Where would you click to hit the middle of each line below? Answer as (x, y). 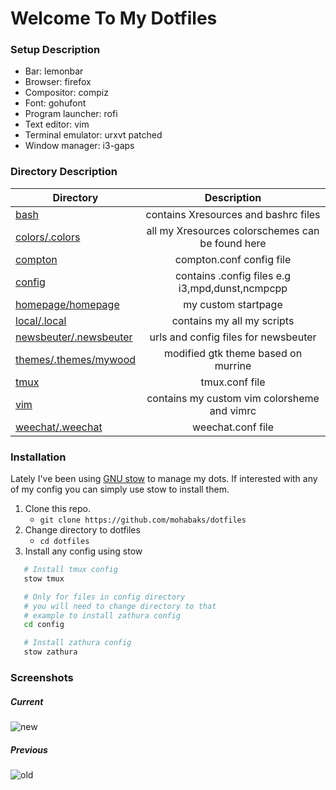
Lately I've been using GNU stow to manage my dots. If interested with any (164, 479)
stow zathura (50, 652)
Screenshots (42, 677)
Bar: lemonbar (54, 71)
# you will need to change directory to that (120, 606)
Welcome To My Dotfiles (114, 18)
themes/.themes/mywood (76, 359)
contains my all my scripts (233, 320)
